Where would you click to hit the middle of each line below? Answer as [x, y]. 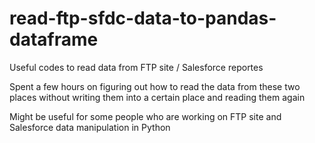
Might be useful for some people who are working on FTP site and [145, 116]
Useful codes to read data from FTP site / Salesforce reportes [136, 67]
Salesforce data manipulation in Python [90, 127]
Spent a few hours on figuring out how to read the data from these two [155, 86]
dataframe [54, 39]
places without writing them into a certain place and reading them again [157, 97]
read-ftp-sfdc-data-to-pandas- [143, 18]
